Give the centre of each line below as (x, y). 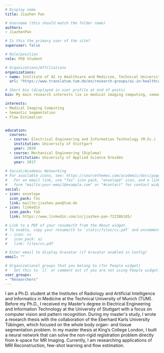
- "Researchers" (21, 279)
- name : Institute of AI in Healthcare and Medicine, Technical (72, 77)
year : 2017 (25, 162)
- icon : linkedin (23, 208)
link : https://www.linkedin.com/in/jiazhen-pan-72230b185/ (71, 217)
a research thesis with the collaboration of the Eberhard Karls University (78, 319)
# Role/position (21, 54)
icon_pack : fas (25, 199)
